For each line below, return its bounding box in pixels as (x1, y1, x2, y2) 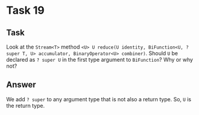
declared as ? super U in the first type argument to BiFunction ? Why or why (6, 56, 194, 63)
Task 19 (6, 4, 45, 17)
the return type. (6, 102, 45, 109)
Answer (6, 80, 37, 90)
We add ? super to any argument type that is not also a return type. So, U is (6, 95, 192, 102)
